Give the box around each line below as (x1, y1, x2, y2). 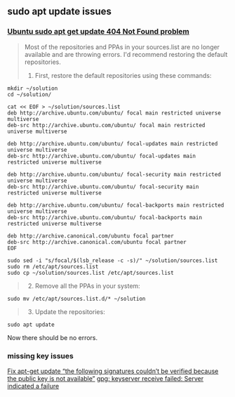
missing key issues (7, 351, 74, 360)
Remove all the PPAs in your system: (34, 281, 140, 290)
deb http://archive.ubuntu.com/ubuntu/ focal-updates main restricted (7, 140, 218, 147)
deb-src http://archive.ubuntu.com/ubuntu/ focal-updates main (7, 152, 196, 160)
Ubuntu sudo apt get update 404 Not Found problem (7, 27, 189, 37)
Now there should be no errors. (7, 333, 98, 341)
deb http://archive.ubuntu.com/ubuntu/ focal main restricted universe (7, 109, 221, 117)
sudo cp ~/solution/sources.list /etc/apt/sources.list (7, 269, 174, 276)
